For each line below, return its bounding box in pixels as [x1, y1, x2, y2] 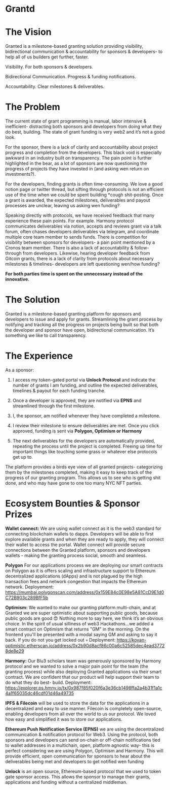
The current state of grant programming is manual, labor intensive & [5, 118, 147, 124]
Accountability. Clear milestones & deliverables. [5, 83, 105, 89]
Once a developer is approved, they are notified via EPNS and [12, 397, 142, 403]
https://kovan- [116, 637, 147, 643]
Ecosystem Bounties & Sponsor [5, 498, 140, 510]
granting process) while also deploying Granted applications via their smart [5, 669, 162, 675]
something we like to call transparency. [5, 332, 87, 338]
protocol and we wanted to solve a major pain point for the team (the [5, 663, 148, 669]
